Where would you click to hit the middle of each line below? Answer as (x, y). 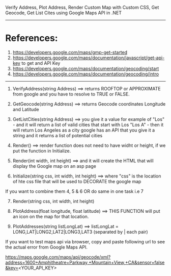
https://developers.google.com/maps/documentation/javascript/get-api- (89, 58)
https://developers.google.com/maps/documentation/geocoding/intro (86, 74)
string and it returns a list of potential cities (58, 135)
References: (32, 38)
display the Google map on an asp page (54, 166)
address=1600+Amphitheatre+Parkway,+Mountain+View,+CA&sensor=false (85, 262)
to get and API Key (41, 63)
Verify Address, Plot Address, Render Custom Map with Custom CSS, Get (82, 7)
